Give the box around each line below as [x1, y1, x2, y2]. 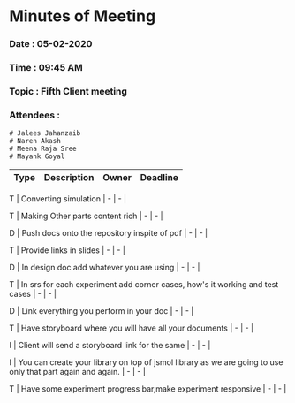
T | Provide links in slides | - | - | [9, 245, 126, 255]
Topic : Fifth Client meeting [9, 85, 128, 97]
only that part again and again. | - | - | [9, 367, 146, 377]
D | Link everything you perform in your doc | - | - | [9, 306, 194, 316]
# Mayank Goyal [9, 152, 65, 161]
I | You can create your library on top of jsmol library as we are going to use [9, 357, 284, 368]
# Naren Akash [9, 137, 62, 146]
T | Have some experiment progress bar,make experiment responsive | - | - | [9, 384, 287, 394]
